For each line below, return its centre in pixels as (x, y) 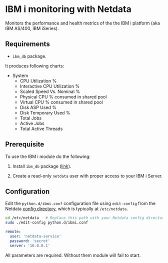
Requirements (27, 44)
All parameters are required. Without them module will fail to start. (73, 255)
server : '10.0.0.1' (30, 245)
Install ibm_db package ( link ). (42, 166)
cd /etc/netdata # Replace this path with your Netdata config (74, 218)
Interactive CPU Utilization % (50, 86)
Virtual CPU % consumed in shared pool (61, 102)
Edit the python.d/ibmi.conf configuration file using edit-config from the (80, 203)
